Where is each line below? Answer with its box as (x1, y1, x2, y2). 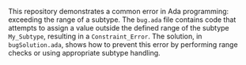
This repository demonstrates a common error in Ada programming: (8, 7, 229, 16)
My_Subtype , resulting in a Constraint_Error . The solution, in (8, 31, 202, 41)
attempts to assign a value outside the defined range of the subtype (8, 23, 229, 32)
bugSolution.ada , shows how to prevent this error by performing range (8, 40, 239, 49)
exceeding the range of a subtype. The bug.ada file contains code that (8, 15, 237, 24)
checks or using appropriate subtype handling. (8, 49, 161, 57)
